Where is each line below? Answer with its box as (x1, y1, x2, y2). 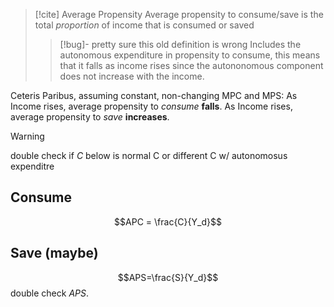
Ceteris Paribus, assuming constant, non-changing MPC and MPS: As (10, 90, 298, 101)
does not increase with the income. (59, 70, 205, 82)
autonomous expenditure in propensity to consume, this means (59, 49, 321, 61)
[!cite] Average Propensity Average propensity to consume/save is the (34, 9, 324, 20)
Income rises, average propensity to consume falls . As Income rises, (10, 100, 293, 112)
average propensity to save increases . (10, 111, 170, 123)
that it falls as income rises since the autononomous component (59, 60, 324, 71)
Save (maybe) (10, 245, 99, 262)
